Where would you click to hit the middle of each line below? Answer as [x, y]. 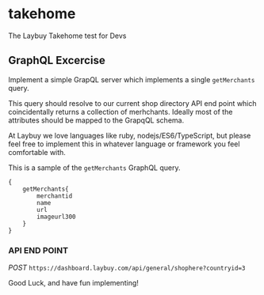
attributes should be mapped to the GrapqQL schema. [96, 120]
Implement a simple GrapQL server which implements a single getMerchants [132, 79]
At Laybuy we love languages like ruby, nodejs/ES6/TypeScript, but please [130, 135]
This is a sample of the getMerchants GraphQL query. [94, 168]
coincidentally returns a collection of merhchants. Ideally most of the [121, 112]
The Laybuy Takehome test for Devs [67, 36]
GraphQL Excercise [57, 61]
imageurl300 [57, 217]
